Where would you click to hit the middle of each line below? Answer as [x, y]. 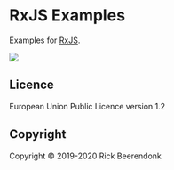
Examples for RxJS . [45, 40]
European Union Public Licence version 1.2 [87, 106]
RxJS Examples [67, 16]
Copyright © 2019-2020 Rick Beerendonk [85, 156]
